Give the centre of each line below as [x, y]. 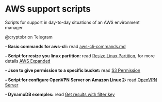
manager [14, 27]
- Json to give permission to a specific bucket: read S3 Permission [73, 70]
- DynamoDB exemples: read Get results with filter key [60, 94]
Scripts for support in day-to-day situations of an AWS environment [72, 22]
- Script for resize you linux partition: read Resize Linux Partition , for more [80, 56]
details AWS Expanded [28, 61]
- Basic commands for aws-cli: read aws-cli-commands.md [65, 46]
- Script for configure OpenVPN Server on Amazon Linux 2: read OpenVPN [81, 80]
